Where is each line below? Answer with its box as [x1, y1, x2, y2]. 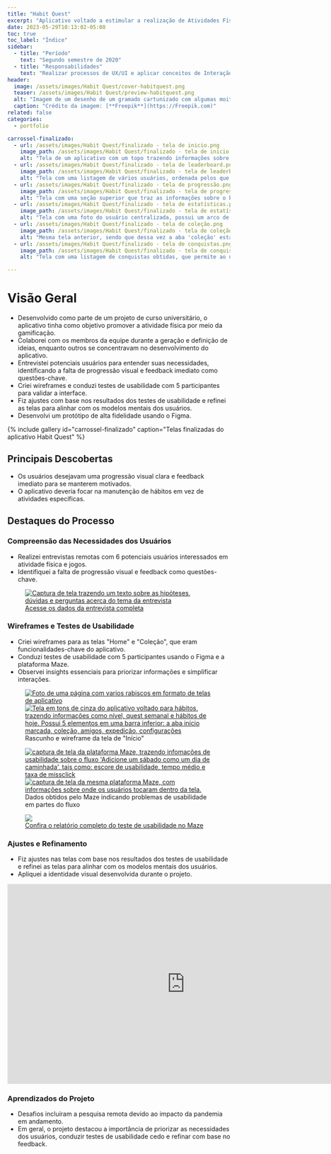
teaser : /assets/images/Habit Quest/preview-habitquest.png [13, 89, 194, 96]
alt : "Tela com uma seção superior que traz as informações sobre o [20, 194, 226, 202]
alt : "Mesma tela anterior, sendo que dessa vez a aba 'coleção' [20, 234, 217, 241]
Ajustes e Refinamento [7, 838, 88, 848]
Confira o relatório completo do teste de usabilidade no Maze [25, 821, 204, 829]
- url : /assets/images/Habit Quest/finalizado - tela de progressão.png [13, 181, 233, 188]
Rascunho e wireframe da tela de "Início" [25, 733, 145, 742]
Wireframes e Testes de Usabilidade [7, 621, 134, 631]
